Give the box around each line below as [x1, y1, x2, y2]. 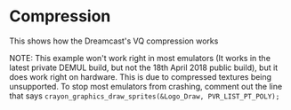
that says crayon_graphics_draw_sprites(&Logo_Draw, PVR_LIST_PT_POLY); [9, 90, 280, 101]
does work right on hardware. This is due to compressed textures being [9, 71, 272, 82]
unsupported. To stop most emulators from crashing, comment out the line [9, 81, 283, 91]
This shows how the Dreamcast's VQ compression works [9, 35, 219, 46]
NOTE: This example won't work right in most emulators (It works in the [9, 52, 271, 63]
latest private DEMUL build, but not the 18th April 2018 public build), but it [9, 62, 279, 73]
